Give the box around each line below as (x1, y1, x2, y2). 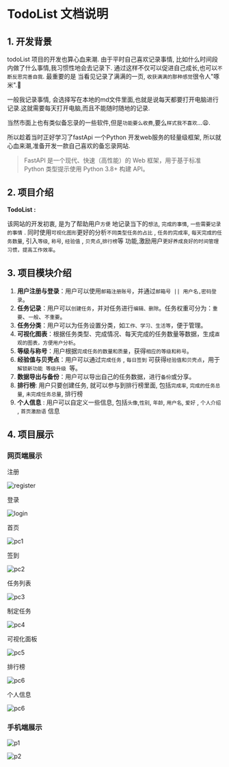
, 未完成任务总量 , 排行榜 (22, 389, 83, 398)
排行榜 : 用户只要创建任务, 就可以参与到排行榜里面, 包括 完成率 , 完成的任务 (16, 381, 215, 389)
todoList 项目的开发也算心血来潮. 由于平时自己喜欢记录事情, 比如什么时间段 (7, 56, 218, 63)
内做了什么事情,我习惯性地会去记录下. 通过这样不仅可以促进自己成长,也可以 (7, 64, 218, 72)
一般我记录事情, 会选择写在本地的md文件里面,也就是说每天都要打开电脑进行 (7, 95, 219, 104)
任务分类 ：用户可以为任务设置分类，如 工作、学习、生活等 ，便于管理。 (16, 321, 207, 329)
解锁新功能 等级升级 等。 (16, 364, 82, 372)
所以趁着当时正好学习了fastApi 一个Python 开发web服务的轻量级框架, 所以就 (7, 133, 221, 141)
